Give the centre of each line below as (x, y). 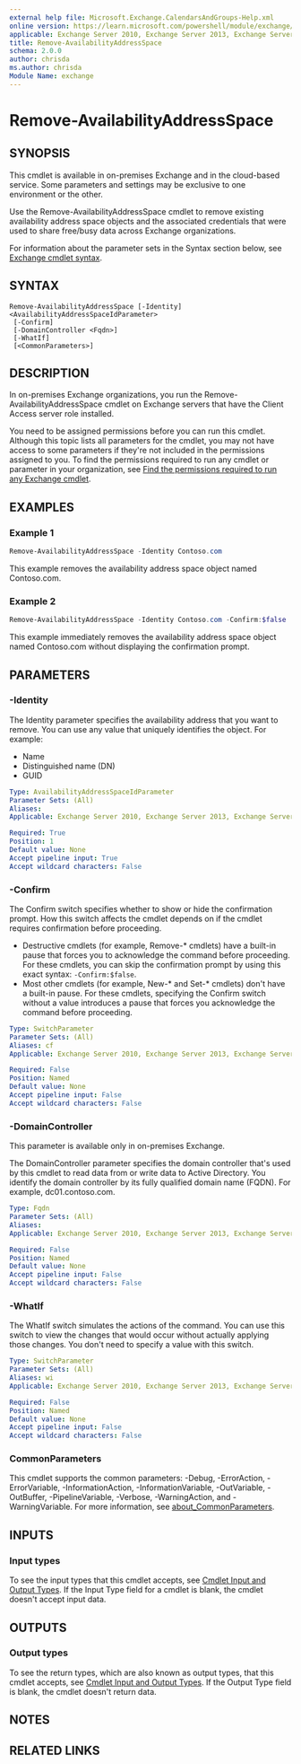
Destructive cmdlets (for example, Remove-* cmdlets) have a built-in (149, 945)
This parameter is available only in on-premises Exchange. (117, 1146)
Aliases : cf (31, 1045)
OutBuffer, (28, 1497)
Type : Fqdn (30, 1208)
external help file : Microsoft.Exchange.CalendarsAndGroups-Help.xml (142, 18)
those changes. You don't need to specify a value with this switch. (132, 1345)
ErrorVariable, (35, 1488)
